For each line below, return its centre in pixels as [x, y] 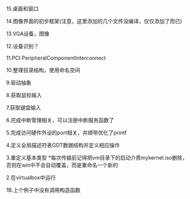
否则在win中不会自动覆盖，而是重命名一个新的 [62, 165]
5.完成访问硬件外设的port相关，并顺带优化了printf [66, 132]
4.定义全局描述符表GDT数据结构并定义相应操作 [63, 145]
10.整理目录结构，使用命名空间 [43, 70]
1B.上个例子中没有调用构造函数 [43, 190]
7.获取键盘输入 [24, 107]
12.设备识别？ [23, 46]
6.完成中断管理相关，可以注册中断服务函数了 [60, 120]
